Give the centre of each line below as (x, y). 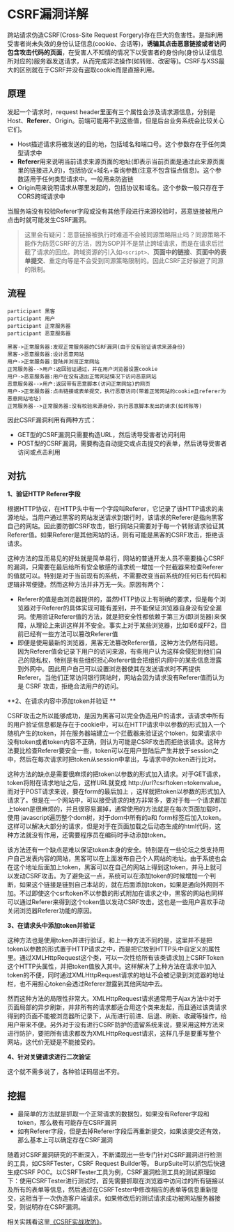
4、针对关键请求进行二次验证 (49, 1057)
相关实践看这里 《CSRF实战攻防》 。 (56, 1222)
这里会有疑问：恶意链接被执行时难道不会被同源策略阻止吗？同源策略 (122, 235)
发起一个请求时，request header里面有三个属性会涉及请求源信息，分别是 (111, 111)
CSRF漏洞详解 (48, 14)
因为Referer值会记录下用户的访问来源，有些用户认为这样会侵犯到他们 (116, 651)
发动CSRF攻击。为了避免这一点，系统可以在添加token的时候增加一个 (111, 876)
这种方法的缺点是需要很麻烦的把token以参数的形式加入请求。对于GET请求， (116, 774)
